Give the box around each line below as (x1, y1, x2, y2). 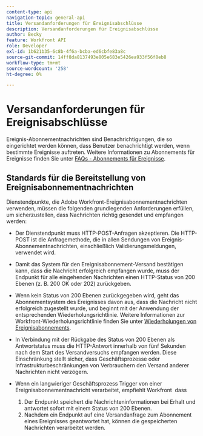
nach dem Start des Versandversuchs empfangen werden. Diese (15, 349, 177, 356)
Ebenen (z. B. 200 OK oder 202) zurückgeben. (15, 280, 131, 287)
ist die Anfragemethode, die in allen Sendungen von (31, 236, 161, 243)
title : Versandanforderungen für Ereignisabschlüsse (6, 20, 142, 26)
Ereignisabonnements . (15, 324, 72, 331)
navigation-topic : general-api (6, 15, 85, 21)
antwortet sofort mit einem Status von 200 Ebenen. (24, 405, 152, 412)
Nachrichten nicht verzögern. (15, 369, 89, 375)
